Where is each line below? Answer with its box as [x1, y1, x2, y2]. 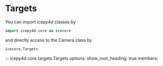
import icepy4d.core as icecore [5, 28, 71, 33]
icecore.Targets [5, 47, 38, 51]
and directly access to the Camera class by [5, 37, 92, 43]
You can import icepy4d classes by [5, 19, 76, 25]
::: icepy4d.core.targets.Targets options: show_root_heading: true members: [5, 55, 159, 61]
